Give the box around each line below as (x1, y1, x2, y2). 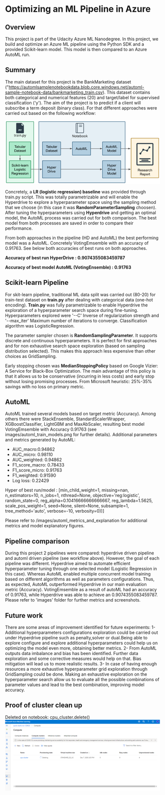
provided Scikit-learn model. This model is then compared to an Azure (5, 47, 147, 52)
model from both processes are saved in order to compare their (5, 220, 134, 226)
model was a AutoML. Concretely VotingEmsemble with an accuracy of (5, 240, 149, 246)
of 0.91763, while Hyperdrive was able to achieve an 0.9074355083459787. (5, 592, 158, 598)
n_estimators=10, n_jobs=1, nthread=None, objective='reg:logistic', (5, 493, 140, 498)
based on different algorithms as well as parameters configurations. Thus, (5, 576, 155, 582)
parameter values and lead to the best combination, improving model (5, 682, 145, 688)
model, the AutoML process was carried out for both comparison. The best (5, 215, 157, 220)
